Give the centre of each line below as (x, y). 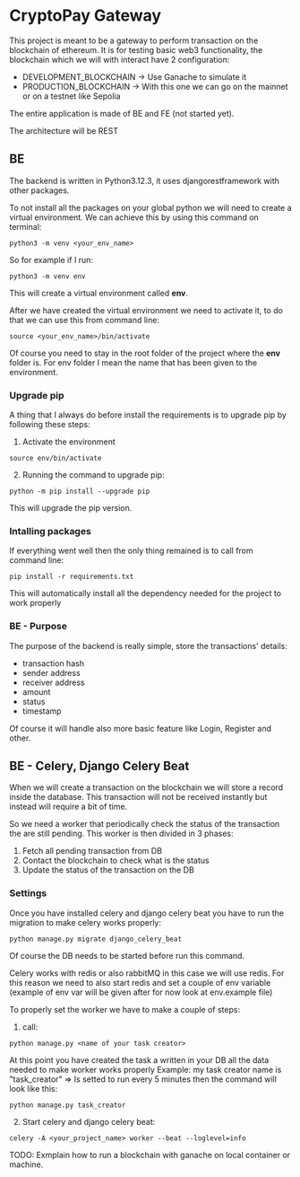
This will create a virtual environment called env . (99, 293)
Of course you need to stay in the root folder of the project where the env (145, 353)
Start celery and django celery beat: (89, 1121)
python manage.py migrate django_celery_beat (95, 939)
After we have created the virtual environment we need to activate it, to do (146, 310)
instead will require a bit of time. (69, 807)
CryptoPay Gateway (86, 16)
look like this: (34, 1088)
